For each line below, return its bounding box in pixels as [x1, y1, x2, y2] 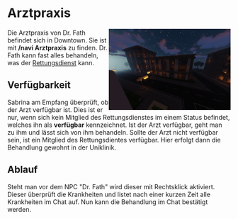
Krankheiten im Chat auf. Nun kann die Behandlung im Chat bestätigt [7, 197, 208, 206]
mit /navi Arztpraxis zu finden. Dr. [7, 43, 108, 52]
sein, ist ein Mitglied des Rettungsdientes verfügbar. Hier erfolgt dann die [7, 135, 221, 144]
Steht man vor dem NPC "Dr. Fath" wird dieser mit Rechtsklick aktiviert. [7, 182, 215, 191]
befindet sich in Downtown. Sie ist [7, 35, 107, 44]
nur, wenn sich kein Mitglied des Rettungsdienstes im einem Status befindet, [7, 113, 230, 121]
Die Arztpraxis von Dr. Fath [7, 28, 86, 37]
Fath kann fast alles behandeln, [7, 51, 99, 60]
